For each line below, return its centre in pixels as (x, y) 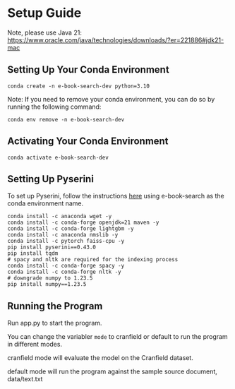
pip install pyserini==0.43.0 (52, 247)
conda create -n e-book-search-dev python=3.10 (79, 86)
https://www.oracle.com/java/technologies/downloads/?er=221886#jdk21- (116, 40)
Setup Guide (44, 13)
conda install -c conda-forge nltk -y (64, 272)
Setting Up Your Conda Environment (88, 70)
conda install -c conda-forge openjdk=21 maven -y (83, 223)
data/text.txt (25, 379)
